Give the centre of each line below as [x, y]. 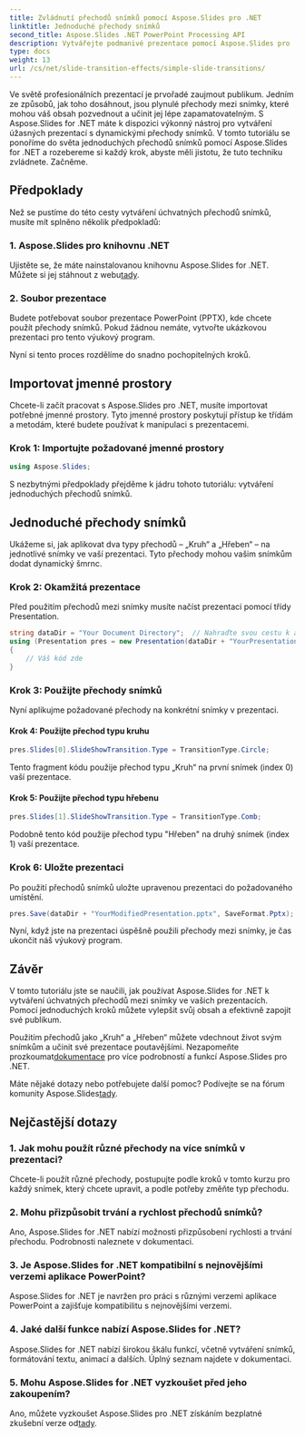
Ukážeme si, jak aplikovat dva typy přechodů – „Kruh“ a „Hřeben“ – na [140, 545]
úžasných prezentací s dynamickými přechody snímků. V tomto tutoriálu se [150, 133]
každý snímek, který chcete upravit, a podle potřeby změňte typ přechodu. [149, 1188]
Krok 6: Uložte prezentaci [67, 868]
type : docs [30, 52]
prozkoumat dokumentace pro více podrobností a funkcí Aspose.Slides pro [148, 1057]
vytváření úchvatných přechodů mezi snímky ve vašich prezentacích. [139, 1000]
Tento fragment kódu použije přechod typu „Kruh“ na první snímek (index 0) [152, 767]
